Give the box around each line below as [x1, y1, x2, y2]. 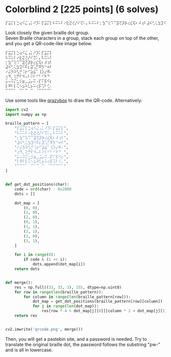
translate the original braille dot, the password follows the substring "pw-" [5, 341, 160, 347]
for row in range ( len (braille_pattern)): [14, 289, 103, 294]
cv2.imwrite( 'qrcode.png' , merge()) [5, 326, 83, 332]
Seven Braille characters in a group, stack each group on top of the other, [5, 35, 159, 41]
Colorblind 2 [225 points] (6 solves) [5, 4, 159, 15]
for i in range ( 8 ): [14, 252, 56, 257]
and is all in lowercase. [5, 347, 53, 353]
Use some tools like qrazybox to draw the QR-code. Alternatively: [5, 97, 142, 103]
